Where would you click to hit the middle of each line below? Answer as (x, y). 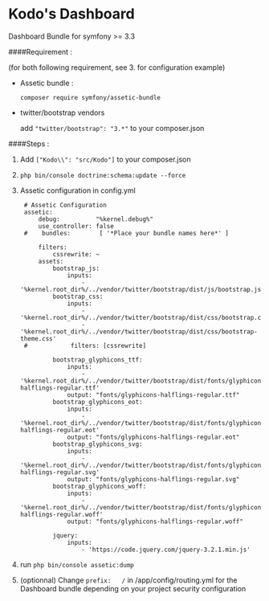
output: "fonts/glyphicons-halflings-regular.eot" (153, 437)
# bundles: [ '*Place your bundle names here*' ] (126, 233)
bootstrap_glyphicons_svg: (98, 444)
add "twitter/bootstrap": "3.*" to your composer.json (112, 128)
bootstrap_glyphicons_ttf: (98, 360)
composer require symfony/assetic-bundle (90, 97)
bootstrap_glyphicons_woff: (100, 486)
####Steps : (29, 143)
